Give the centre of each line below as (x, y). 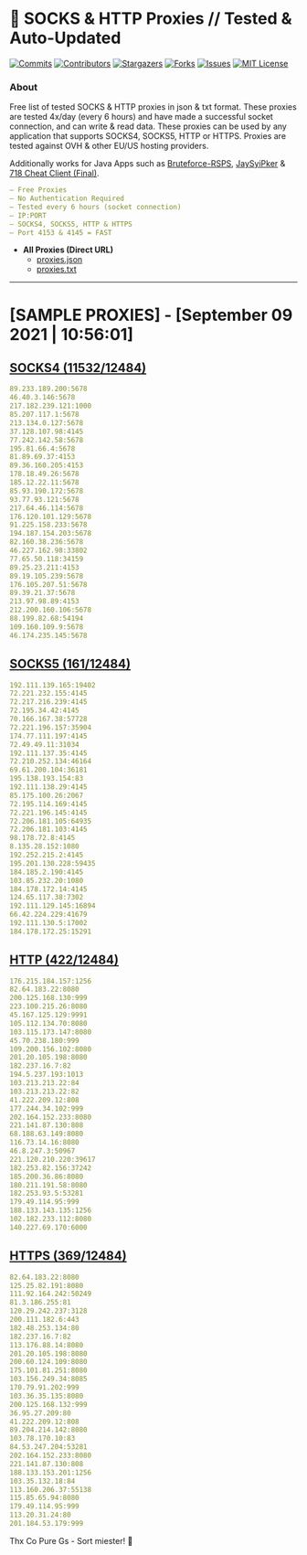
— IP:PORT (28, 215)
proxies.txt (56, 270)
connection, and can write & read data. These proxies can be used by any (148, 126)
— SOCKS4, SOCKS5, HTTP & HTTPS (71, 224)
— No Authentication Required (67, 199)
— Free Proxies (38, 190)
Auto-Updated (65, 38)
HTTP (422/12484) (64, 960)
